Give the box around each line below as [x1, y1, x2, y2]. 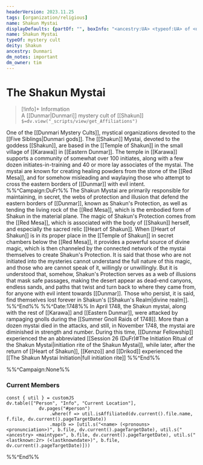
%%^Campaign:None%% [6, 366, 71, 373]
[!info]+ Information [21, 105, 70, 113]
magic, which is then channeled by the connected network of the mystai [6, 245, 186, 252]
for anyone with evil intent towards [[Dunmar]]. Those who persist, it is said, [6, 290, 195, 297]
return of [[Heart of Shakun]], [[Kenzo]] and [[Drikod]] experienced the [6, 348, 183, 355]
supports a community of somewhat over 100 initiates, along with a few [6, 155, 184, 162]
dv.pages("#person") [38, 405, 91, 412]
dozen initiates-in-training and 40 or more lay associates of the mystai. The [6, 161, 194, 168]
